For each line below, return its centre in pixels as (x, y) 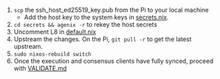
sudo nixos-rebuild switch (52, 54)
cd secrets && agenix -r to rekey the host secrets (85, 24)
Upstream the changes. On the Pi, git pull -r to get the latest (102, 39)
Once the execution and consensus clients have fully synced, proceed (113, 61)
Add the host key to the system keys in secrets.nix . (96, 17)
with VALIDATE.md (40, 68)
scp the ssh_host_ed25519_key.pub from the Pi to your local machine (111, 10)
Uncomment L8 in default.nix (55, 32)
